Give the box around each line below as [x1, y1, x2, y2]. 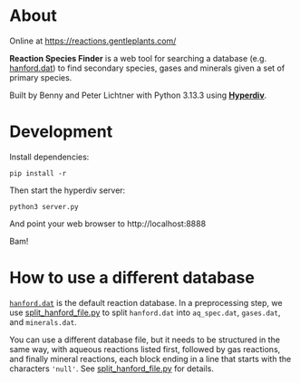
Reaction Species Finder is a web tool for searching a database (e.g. [9, 53, 267, 63]
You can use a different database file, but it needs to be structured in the [9, 334, 281, 345]
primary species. [9, 72, 73, 82]
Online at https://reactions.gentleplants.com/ [9, 35, 177, 46]
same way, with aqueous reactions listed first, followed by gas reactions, [9, 343, 281, 354]
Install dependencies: [9, 151, 90, 162]
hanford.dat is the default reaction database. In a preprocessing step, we [9, 297, 283, 308]
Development [9, 121, 113, 142]
